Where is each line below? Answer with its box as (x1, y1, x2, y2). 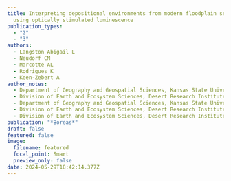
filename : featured (13, 145, 69, 151)
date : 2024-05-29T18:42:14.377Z (7, 163, 100, 171)
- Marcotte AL (13, 61, 54, 68)
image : (7, 138, 26, 145)
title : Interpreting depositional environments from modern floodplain (7, 10, 217, 17)
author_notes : (7, 81, 48, 87)
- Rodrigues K (13, 67, 54, 74)
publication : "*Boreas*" (7, 118, 78, 126)
